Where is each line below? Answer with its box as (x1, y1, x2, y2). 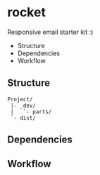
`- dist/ (10, 114, 37, 121)
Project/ (7, 96, 33, 103)
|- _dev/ (10, 102, 37, 109)
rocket (7, 4, 46, 21)
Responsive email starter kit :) (7, 28, 94, 36)
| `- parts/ (10, 108, 52, 115)
